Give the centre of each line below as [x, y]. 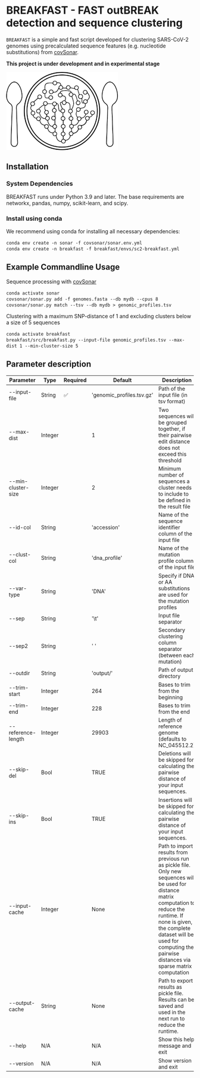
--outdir [19, 673]
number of [171, 475]
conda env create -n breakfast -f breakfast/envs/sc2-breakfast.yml [93, 249]
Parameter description [49, 364]
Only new [170, 871]
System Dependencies [40, 184]
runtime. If [171, 915]
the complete [174, 928]
